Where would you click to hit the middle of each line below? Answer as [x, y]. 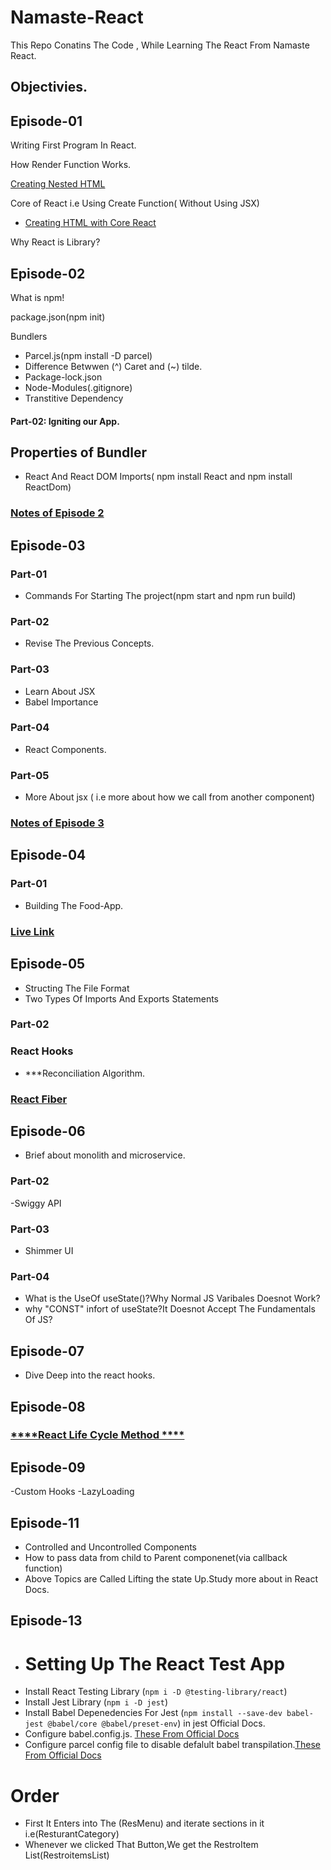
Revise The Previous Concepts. [89, 643]
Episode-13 [46, 1621]
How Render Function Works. [71, 165]
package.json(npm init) [58, 317]
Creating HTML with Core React [90, 223]
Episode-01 [46, 121]
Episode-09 [48, 1467]
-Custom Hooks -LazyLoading [72, 1492]
